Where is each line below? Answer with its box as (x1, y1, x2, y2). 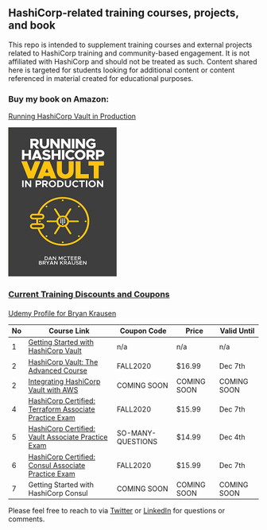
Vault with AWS (28, 385, 79, 394)
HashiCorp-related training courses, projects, (8, 6, 239, 20)
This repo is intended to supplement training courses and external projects (8, 40, 253, 49)
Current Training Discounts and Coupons (8, 289, 170, 300)
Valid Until (219, 326, 255, 336)
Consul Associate (28, 460, 86, 470)
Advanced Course (28, 366, 87, 375)
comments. (8, 514, 45, 524)
